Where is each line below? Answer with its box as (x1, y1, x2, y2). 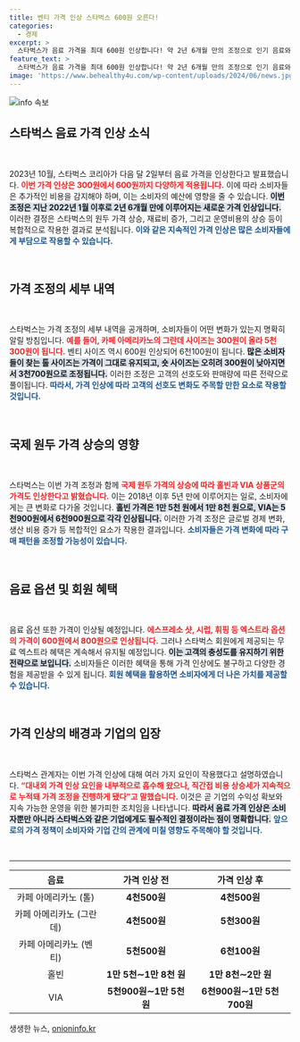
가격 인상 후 (217, 873, 263, 886)
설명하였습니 (239, 769, 284, 779)
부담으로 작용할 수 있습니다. (18, 235, 113, 246)
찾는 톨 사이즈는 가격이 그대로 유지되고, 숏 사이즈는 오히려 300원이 (25, 357, 254, 368)
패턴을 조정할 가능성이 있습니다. (18, 535, 128, 546)
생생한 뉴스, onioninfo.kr (9, 1022, 96, 1033)
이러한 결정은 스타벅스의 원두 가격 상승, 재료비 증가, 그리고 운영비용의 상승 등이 (9, 213, 283, 223)
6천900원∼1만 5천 (201, 985, 279, 997)
